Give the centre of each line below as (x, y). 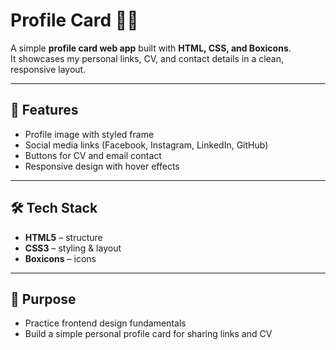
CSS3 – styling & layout (73, 248)
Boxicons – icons (60, 258)
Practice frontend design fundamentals (105, 323)
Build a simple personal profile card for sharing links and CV (148, 334)
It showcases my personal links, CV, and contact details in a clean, (147, 58)
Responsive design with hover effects (102, 166)
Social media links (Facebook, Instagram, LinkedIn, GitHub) (146, 145)
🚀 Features (44, 110)
